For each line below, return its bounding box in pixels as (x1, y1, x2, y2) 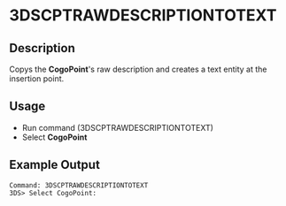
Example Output (9, 157, 100, 172)
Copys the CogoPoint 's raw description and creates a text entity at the (9, 64, 267, 74)
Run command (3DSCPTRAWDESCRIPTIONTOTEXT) (21, 122, 214, 133)
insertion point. (9, 73, 65, 84)
